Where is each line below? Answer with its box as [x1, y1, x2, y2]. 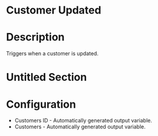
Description [6, 31, 65, 44]
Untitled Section [6, 71, 87, 84]
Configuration [6, 98, 77, 111]
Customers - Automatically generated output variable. [14, 123, 146, 130]
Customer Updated [6, 4, 101, 17]
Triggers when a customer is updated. [6, 50, 99, 57]
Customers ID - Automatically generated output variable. [14, 117, 152, 124]
